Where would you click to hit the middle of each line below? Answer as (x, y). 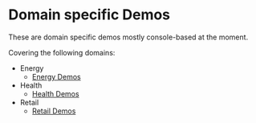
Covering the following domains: (62, 52)
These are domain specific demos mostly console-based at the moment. (128, 37)
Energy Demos (57, 76)
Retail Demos (54, 111)
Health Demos (55, 93)
